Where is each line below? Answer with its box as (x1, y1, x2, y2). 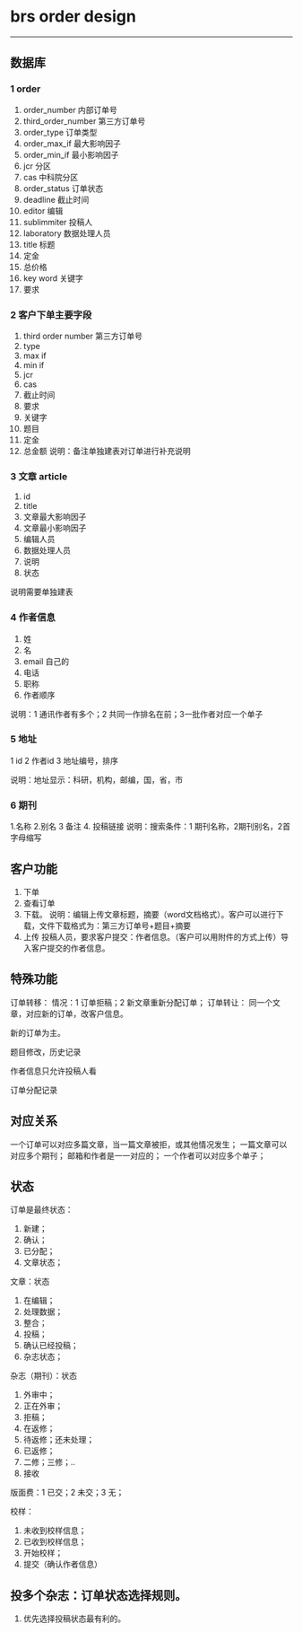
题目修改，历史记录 (10, 1046, 82, 1057)
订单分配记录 (10, 1084, 57, 1095)
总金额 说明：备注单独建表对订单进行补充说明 (22, 445, 191, 456)
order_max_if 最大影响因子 (22, 137, 122, 149)
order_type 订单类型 (22, 127, 98, 137)
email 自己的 (22, 655, 70, 666)
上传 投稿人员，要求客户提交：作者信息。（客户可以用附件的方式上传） (22, 931, 281, 942)
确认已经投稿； (22, 1340, 79, 1351)
